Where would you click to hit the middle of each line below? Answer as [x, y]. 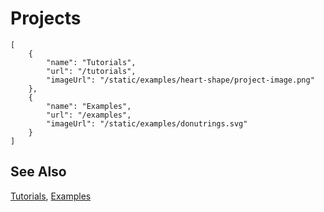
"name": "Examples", [89, 106]
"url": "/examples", [89, 115]
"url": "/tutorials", [91, 71]
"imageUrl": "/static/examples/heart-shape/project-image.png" [180, 80]
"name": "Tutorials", [91, 62]
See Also [38, 172]
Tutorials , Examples [51, 196]
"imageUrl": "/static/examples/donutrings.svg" [147, 123]
